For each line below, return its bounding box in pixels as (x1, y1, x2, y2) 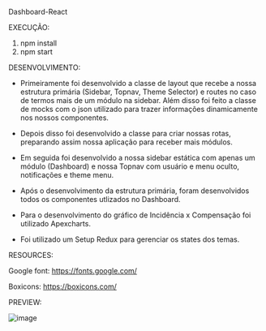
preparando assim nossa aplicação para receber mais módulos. (19, 137, 233, 147)
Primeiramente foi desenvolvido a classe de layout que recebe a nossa (19, 79, 257, 88)
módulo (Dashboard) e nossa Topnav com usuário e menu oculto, (19, 161, 240, 171)
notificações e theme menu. (19, 170, 114, 179)
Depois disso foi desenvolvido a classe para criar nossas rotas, (19, 129, 231, 138)
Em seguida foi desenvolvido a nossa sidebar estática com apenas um (19, 153, 255, 162)
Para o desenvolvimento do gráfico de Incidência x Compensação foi (19, 210, 251, 220)
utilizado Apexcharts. (19, 219, 92, 228)
